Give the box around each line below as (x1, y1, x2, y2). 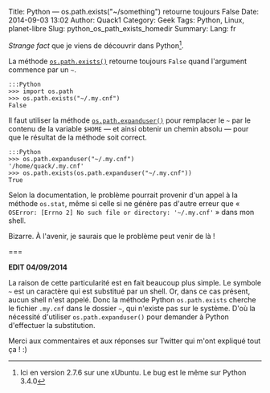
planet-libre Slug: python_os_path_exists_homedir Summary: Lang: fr (8, 24, 236, 33)
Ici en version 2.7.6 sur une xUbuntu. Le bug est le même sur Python (19, 367, 247, 377)
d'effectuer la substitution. (8, 320, 96, 330)
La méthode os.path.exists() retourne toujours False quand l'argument (8, 56, 247, 66)
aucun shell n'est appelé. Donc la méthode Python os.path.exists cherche (8, 294, 257, 304)
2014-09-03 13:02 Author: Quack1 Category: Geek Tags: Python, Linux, (8, 15, 245, 25)
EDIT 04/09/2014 (8, 262, 68, 272)
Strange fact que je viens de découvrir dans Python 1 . (8, 39, 184, 51)
